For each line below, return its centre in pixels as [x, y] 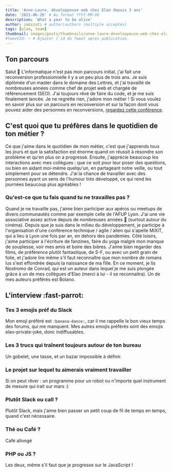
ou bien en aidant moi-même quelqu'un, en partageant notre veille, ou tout [84, 168]
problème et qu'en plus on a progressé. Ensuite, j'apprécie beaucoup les [82, 157]
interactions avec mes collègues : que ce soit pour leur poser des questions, [86, 162]
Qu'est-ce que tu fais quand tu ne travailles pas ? [68, 198]
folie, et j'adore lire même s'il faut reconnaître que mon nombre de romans [84, 257]
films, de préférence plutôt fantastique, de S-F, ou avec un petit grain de [81, 252]
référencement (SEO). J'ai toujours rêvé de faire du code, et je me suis [80, 93]
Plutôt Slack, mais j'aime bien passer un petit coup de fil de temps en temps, [86, 411]
